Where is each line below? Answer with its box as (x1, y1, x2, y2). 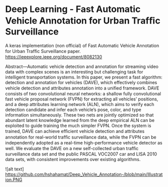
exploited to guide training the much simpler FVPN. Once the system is (5, 122, 151, 128)
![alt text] (5, 166, 24, 172)
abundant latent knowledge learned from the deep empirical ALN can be (5, 117, 154, 123)
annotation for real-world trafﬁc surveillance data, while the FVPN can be (5, 134, 156, 140)
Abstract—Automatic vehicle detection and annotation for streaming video (5, 63, 159, 69)
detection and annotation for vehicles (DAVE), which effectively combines (5, 79, 157, 85)
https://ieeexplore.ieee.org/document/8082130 (5, 53, 102, 59)
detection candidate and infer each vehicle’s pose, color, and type (5, 106, 141, 112)
